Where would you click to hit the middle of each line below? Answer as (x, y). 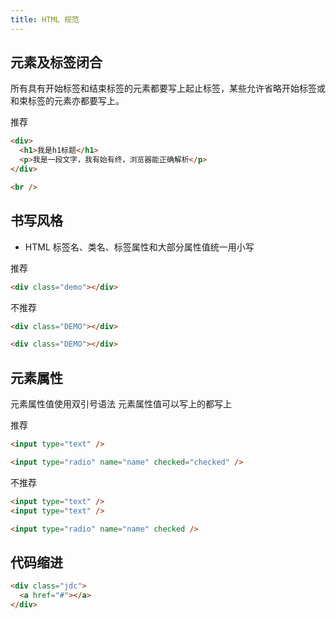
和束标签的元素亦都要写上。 (67, 101)
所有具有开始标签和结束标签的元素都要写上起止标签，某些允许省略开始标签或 (168, 88)
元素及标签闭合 (56, 62)
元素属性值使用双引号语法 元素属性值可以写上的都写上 (121, 404)
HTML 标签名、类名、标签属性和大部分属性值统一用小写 (139, 247)
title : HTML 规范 (45, 19)
